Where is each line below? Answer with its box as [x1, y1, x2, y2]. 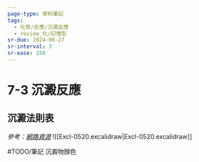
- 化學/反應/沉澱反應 [13, 23, 69, 30]
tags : [7, 17, 23, 24]
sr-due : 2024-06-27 [7, 37, 65, 44]
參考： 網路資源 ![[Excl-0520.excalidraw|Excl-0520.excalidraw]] [7, 132, 193, 141]
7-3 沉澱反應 [7, 82, 81, 99]
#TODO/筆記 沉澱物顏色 [7, 147, 76, 156]
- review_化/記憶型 [13, 30, 67, 37]
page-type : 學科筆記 [7, 10, 64, 18]
